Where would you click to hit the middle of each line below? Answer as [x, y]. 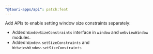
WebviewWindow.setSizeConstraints [47, 48]
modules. [21, 37]
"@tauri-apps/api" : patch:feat [37, 9]
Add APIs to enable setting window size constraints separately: [68, 23]
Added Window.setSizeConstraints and [51, 42]
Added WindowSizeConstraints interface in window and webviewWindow [80, 32]
